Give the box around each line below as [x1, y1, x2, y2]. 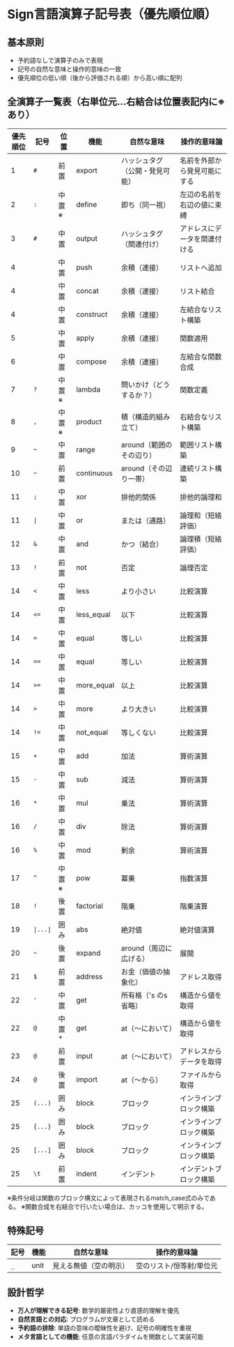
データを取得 [180, 1057, 222, 1066]
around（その [120, 463, 166, 473]
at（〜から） [120, 1075, 162, 1085]
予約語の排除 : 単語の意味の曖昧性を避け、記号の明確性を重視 [17, 1324, 192, 1332]
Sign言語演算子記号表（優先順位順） [7, 6, 217, 22]
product [76, 417, 102, 426]
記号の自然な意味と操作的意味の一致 [17, 65, 122, 73]
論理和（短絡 [180, 510, 222, 520]
